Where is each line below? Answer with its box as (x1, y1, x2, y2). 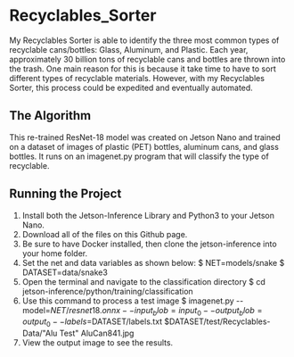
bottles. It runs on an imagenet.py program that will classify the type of (9, 151, 269, 162)
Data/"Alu (21, 328, 58, 339)
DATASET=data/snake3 (21, 267, 109, 278)
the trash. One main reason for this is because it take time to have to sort (9, 63, 276, 74)
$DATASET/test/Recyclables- (164, 316, 271, 327)
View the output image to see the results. (21, 337, 174, 348)
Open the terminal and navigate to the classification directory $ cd (21, 276, 265, 286)
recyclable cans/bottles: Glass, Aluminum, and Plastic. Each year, (9, 44, 249, 54)
